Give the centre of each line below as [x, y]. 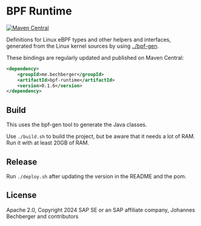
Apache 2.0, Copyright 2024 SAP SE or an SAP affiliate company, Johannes [101, 210]
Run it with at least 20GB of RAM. [48, 143]
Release [22, 162]
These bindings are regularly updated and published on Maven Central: [95, 57]
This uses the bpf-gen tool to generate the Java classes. [77, 124]
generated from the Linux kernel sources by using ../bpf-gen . [83, 46]
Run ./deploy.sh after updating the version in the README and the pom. [96, 176]
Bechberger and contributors [42, 216]
